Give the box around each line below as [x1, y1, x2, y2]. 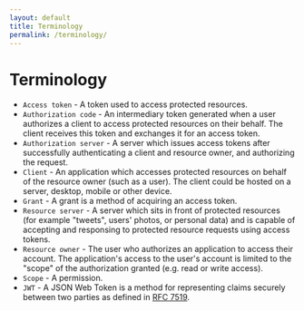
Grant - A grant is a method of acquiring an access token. [22, 196, 238, 207]
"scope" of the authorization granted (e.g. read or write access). [22, 263, 263, 274]
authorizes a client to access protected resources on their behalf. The [22, 119, 283, 130]
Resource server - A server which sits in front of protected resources [22, 205, 281, 216]
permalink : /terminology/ [9, 30, 107, 39]
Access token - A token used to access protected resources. [22, 99, 248, 110]
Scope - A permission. [22, 273, 103, 284]
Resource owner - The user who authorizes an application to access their [22, 244, 293, 255]
